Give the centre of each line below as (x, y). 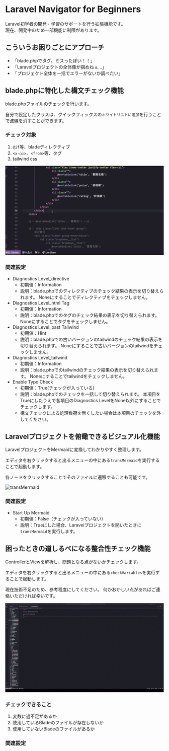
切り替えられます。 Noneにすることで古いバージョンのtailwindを (87, 345)
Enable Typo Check (33, 382)
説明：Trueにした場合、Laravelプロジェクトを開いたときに (81, 525)
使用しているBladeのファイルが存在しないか (58, 723)
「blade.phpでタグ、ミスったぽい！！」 (54, 60)
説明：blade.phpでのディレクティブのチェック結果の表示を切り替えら (92, 291)
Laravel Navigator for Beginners (73, 9)
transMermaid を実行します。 (49, 531)
